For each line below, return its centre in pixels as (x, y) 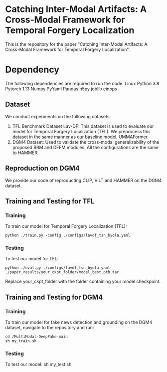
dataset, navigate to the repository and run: (50, 328)
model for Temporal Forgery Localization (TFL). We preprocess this (82, 131)
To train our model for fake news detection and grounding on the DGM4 (79, 322)
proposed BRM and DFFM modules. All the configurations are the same (85, 147)
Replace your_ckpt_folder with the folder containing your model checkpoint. (83, 281)
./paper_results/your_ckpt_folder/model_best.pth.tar (62, 272)
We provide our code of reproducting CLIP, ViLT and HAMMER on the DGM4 (83, 180)
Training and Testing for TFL (50, 201)
